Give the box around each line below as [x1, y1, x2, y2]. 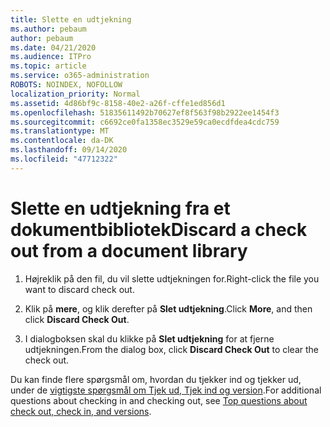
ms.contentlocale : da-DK [10, 136, 114, 146]
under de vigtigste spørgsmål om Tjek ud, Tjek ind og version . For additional [10, 384, 322, 396]
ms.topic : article [10, 61, 87, 71]
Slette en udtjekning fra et [10, 197, 231, 220]
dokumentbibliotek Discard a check [10, 218, 308, 241]
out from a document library [10, 239, 248, 262]
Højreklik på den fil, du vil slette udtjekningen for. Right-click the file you [24, 272, 320, 285]
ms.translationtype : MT [10, 126, 110, 136]
